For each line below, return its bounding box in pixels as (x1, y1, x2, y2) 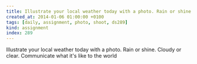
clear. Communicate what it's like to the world (6, 52, 117, 59)
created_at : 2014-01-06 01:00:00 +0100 (6, 14, 104, 20)
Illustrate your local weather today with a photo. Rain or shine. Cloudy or (6, 46, 182, 53)
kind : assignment (6, 24, 49, 31)
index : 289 (6, 30, 33, 36)
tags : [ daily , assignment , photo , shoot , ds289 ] (6, 19, 128, 25)
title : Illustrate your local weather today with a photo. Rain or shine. (6, 8, 194, 15)
